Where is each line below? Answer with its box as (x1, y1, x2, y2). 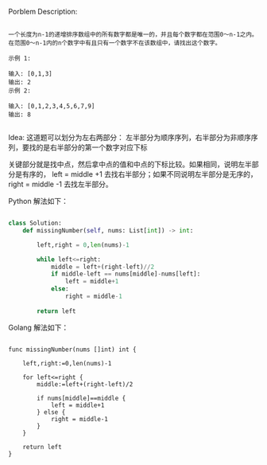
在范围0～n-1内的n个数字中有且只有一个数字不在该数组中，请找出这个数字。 (8, 39, 222, 47)
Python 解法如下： (8, 197, 69, 205)
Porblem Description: (8, 7, 78, 16)
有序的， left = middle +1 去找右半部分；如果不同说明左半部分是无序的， (21, 170, 258, 178)
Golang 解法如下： (8, 322, 69, 332)
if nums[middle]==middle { (37, 394, 126, 402)
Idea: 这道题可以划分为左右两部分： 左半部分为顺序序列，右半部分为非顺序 (8, 133, 252, 142)
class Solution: (8, 219, 62, 227)
